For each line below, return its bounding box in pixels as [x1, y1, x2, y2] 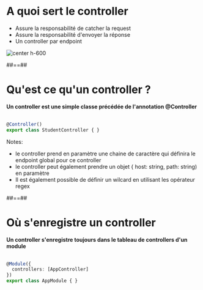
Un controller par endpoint [15, 37, 83, 45]
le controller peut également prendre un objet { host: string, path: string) [15, 163, 197, 170]
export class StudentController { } [6, 127, 100, 133]
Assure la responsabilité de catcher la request [15, 24, 131, 32]
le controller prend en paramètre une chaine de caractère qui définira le [15, 150, 196, 157]
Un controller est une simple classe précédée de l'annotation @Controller [6, 103, 197, 110]
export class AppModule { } [6, 278, 78, 284]
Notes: [6, 138, 23, 145]
